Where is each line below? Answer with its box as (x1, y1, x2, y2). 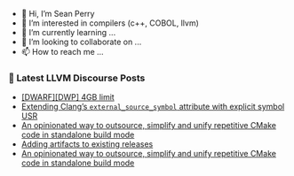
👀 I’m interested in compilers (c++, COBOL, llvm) (20, 18, 199, 28)
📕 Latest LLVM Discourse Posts (8, 72, 146, 84)
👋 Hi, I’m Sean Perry (20, 9, 95, 19)
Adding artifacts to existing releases (20, 139, 154, 149)
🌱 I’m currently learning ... (20, 27, 116, 37)
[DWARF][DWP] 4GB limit (20, 92, 115, 103)
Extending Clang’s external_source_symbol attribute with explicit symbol (20, 102, 285, 112)
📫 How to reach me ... (20, 47, 104, 57)
